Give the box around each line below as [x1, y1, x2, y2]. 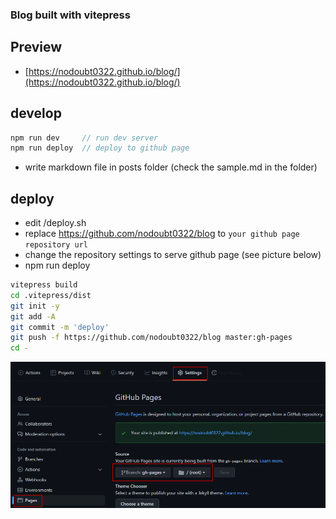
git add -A [10, 311, 56, 322]
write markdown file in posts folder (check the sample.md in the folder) [24, 161, 318, 173]
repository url [24, 240, 89, 250]
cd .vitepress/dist [10, 290, 92, 300]
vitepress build [10, 280, 78, 290]
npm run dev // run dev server [10, 133, 159, 143]
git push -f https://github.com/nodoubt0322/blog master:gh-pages [10, 333, 293, 343]
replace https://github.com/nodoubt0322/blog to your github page [24, 228, 300, 240]
